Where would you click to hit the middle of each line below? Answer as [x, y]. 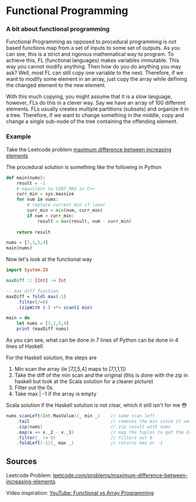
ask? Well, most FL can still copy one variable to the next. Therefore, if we [95, 73]
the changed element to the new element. [56, 85]
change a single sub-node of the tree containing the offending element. [92, 122]
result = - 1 [31, 183]
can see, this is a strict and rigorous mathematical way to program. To [90, 54]
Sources [22, 461]
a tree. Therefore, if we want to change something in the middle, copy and [95, 115]
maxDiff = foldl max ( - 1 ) [36, 297]
